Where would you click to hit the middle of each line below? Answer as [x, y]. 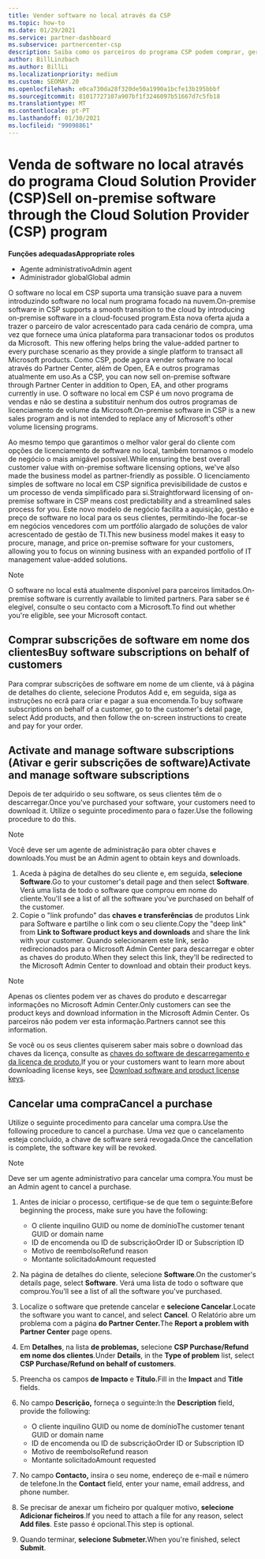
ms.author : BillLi [38, 67]
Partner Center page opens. [66, 1332]
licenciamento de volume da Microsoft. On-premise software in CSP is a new [132, 410]
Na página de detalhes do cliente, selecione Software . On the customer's [138, 1275]
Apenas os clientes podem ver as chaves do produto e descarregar [118, 996]
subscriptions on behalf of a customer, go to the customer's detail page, [125, 709]
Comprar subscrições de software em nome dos [129, 640]
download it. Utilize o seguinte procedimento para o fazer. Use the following [131, 811]
